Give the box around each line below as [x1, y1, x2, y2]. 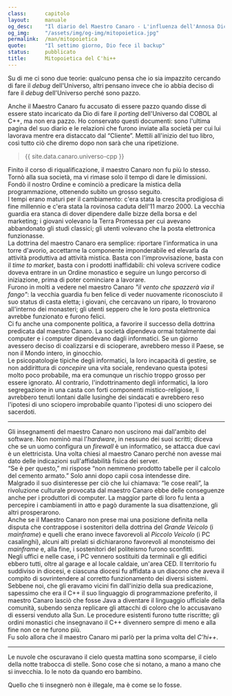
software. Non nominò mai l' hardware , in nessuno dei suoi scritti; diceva [8, 434, 213, 443]
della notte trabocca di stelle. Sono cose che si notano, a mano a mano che [8, 660, 221, 668]
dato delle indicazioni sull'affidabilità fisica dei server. [8, 456, 160, 465]
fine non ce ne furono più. [8, 626, 82, 634]
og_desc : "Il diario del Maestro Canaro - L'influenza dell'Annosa [8, 23, 215, 30]
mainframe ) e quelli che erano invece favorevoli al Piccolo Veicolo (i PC [8, 530, 211, 539]
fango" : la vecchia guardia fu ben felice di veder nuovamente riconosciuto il [8, 290, 223, 298]
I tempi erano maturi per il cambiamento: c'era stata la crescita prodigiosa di [8, 195, 224, 203]
